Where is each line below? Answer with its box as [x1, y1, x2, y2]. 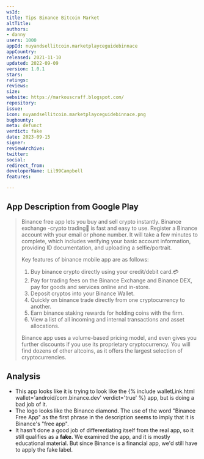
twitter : [6, 151, 29, 157]
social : [6, 156, 26, 163]
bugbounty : [6, 117, 34, 123]
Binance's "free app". [15, 420, 69, 427]
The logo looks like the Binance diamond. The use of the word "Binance [15, 407, 196, 414]
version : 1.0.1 [6, 65, 45, 72]
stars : [6, 72, 23, 78]
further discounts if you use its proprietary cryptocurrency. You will [21, 340, 191, 348]
